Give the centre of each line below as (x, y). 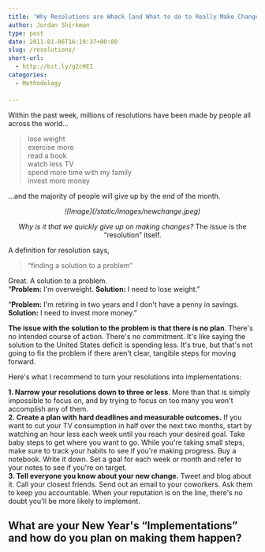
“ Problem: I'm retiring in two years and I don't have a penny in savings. (123, 304)
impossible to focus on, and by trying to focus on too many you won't (121, 400)
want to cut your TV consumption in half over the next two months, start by (130, 425)
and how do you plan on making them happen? (125, 537)
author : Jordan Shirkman (49, 25)
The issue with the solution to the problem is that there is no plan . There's (131, 328)
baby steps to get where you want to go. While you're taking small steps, (126, 442)
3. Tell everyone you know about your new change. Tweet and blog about (130, 476)
